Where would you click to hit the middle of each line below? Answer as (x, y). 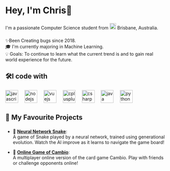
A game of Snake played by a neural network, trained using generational (89, 137)
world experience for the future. (39, 60)
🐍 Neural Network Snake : (40, 131)
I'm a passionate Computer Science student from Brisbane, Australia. (82, 28)
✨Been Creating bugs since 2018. (41, 41)
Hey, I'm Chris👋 (39, 10)
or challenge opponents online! (45, 163)
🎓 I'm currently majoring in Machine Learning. (54, 47)
